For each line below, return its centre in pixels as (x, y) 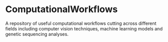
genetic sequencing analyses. (37, 34)
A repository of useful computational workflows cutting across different (81, 23)
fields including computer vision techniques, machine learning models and (84, 28)
